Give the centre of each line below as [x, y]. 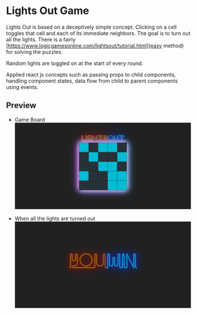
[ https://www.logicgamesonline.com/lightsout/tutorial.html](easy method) [95, 46]
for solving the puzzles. [34, 52]
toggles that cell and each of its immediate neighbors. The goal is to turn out [98, 33]
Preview [21, 106]
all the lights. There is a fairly [41, 39]
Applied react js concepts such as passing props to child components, [91, 74]
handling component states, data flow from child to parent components [92, 81]
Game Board [30, 120]
